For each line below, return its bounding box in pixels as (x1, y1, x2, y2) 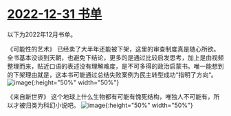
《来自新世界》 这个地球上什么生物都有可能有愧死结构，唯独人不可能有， (7, 92, 214, 100)
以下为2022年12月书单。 (7, 30, 77, 38)
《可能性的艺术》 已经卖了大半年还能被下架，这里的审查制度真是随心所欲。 (7, 45, 220, 53)
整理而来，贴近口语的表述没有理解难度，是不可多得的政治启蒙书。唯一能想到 (7, 62, 224, 70)
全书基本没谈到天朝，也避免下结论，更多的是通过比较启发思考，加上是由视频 (7, 53, 224, 62)
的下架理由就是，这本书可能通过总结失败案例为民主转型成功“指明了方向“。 (7, 70, 218, 79)
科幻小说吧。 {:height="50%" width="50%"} (43, 101, 194, 109)
